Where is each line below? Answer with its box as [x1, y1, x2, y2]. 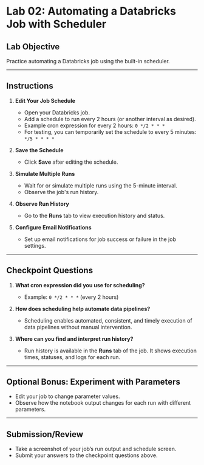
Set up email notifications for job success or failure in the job [24, 236, 176, 243]
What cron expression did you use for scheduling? [15, 281, 145, 288]
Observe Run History [15, 200, 70, 208]
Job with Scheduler [6, 17, 107, 31]
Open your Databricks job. [24, 108, 90, 116]
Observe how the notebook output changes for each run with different [15, 399, 191, 407]
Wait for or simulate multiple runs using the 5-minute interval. [24, 181, 178, 189]
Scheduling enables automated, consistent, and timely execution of [24, 316, 192, 324]
